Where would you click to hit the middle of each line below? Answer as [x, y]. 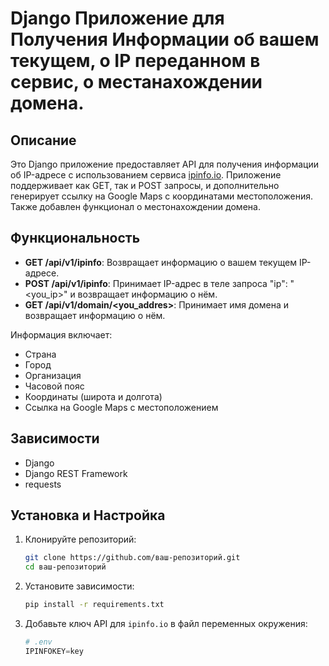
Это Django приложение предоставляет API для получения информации [164, 164]
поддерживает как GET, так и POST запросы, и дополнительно [145, 185]
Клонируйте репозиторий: [80, 539]
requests [43, 484]
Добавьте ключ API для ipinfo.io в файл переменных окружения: [166, 624]
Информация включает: [61, 334]
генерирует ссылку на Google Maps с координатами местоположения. [162, 196]
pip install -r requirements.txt [94, 605]
